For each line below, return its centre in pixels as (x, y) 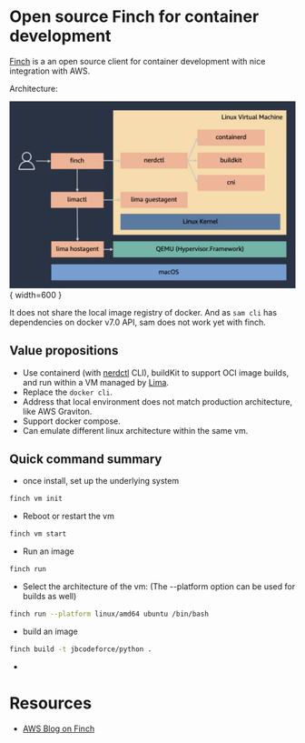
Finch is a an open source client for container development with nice (138, 61)
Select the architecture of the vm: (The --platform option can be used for (159, 586)
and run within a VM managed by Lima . (96, 382)
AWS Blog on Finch (59, 728)
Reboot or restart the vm (69, 517)
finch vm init (36, 499)
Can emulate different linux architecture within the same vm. (135, 430)
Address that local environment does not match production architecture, (157, 401)
